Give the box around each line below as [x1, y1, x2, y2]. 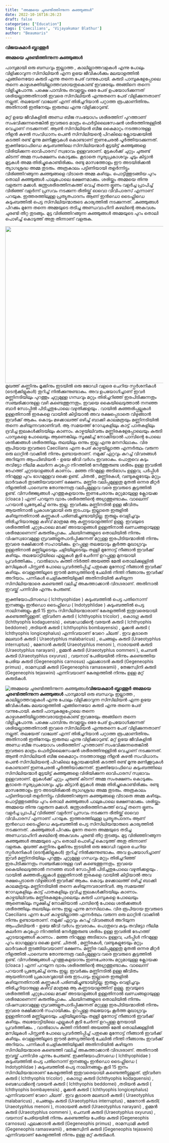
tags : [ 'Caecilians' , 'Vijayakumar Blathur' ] [5, 26, 102, 31]
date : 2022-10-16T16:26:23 [5, 12, 62, 17]
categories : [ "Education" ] [5, 21, 62, 27]
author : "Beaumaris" [5, 31, 49, 36]
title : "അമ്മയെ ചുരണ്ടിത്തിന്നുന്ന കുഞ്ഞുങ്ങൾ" [5, 7, 94, 13]
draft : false [5, 17, 33, 22]
